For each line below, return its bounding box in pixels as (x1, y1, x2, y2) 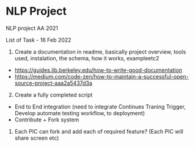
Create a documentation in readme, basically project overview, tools (14, 48, 186, 56)
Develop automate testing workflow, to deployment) (14, 109, 145, 117)
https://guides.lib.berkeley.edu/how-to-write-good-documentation (14, 66, 183, 74)
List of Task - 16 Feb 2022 (6, 36, 72, 43)
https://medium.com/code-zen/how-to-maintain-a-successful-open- (14, 73, 189, 80)
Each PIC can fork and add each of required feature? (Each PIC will (14, 127, 184, 135)
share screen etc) (14, 134, 59, 142)
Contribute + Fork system (14, 116, 79, 123)
